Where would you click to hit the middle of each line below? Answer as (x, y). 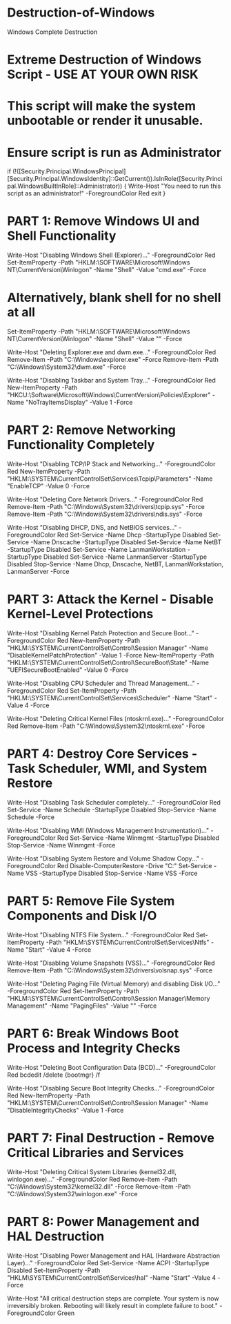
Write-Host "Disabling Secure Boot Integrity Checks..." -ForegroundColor (111, 1088)
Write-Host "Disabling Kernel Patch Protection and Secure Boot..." (101, 633)
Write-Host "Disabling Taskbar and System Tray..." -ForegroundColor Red (111, 381)
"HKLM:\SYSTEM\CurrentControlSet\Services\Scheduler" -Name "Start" (110, 698)
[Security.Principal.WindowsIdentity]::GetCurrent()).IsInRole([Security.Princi (115, 179)
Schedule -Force (31, 817)
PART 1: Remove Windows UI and (103, 221)
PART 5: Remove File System (91, 901)
